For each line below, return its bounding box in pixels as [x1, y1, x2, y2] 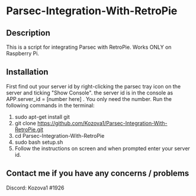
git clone [14, 119, 37, 127]
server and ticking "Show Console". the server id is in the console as [6, 89, 173, 96]
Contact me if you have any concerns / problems [6, 168, 189, 179]
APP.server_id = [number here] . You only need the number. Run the [6, 95, 172, 102]
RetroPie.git [14, 126, 43, 133]
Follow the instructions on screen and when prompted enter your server [14, 144, 191, 152]
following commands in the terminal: [6, 102, 95, 109]
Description [6, 28, 50, 38]
